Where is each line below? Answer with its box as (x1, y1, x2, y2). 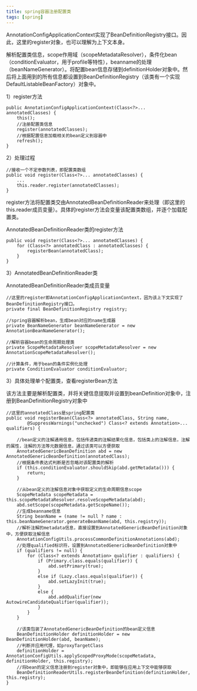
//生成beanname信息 (16, 508, 61, 514)
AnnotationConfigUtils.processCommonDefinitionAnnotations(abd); (16, 536, 181, 542)
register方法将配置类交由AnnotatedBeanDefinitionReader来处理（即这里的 (6, 199, 185, 206)
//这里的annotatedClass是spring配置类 (6, 410, 95, 416)
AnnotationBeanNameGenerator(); (6, 328, 85, 333)
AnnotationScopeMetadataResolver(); (6, 349, 96, 355)
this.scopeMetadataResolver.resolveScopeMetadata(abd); (6, 497, 146, 502)
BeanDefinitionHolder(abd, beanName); (6, 636, 101, 642)
